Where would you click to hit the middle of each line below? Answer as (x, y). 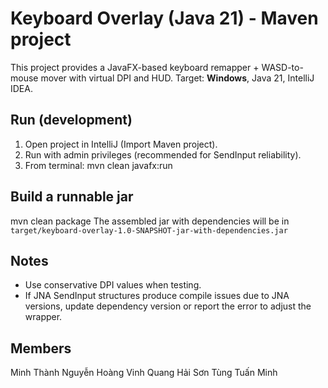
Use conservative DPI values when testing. (113, 285)
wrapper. (43, 317)
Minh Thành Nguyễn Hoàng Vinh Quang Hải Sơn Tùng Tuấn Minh (144, 373)
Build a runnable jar (72, 197)
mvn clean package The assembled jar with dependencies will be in (150, 221)
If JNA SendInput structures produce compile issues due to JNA (157, 296)
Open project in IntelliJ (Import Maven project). (121, 144)
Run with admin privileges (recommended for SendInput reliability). (163, 154)
